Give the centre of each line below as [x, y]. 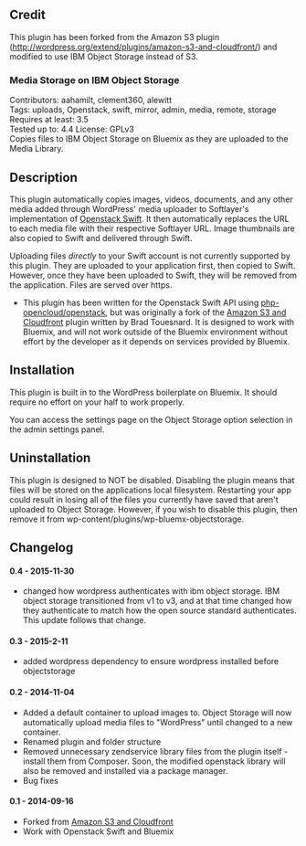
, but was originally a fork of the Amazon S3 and [195, 312]
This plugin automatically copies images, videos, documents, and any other [152, 199]
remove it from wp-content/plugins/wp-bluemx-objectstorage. [127, 519]
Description [43, 177]
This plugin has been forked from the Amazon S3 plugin [115, 37]
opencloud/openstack [64, 312]
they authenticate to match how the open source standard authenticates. [159, 610]
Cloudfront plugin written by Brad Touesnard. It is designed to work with [158, 322]
